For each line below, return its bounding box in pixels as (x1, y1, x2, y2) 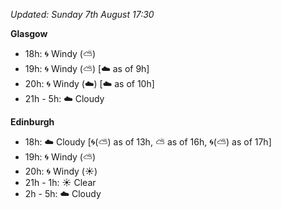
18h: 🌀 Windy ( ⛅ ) (24, 48, 97, 59)
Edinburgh (10, 116, 55, 128)
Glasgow (10, 28, 48, 39)
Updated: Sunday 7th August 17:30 (10, 9, 155, 20)
